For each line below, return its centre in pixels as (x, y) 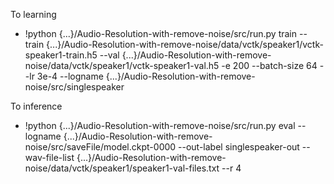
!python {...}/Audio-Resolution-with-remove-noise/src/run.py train (161, 33)
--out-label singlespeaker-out (239, 147)
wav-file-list (49, 157)
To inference (36, 106)
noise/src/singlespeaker (74, 87)
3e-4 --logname (70, 76)
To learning (33, 14)
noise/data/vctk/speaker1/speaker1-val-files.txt (122, 168)
